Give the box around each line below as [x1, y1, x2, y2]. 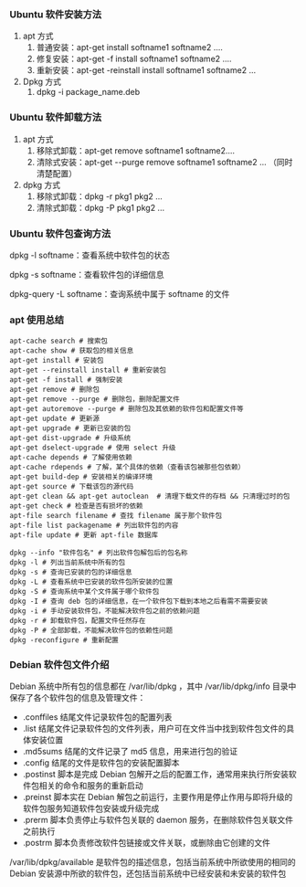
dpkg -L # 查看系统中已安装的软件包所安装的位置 [9, 577, 174, 586]
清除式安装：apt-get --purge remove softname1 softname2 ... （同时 [36, 156, 293, 167]
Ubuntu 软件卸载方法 [9, 111, 102, 124]
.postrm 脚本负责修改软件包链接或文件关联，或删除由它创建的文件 [22, 838, 271, 849]
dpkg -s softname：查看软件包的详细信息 [9, 269, 164, 280]
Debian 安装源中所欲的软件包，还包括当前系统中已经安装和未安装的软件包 [9, 868, 287, 879]
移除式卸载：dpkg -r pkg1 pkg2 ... [36, 190, 163, 202]
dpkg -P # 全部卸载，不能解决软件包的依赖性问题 [9, 626, 174, 636]
